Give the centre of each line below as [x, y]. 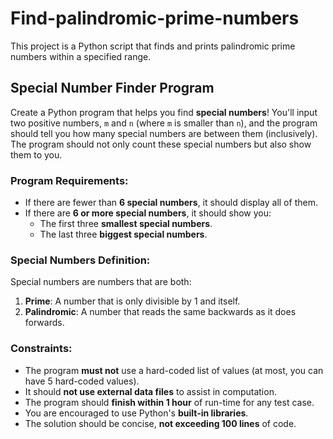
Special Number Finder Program [112, 88]
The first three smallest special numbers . [126, 224]
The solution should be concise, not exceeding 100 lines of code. [160, 423]
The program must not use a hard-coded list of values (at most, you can [174, 370]
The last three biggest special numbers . [123, 234]
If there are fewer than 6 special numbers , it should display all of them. [171, 203]
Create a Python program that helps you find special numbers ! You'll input [164, 112]
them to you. [36, 154]
